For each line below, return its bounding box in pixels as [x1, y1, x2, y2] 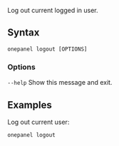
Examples [7, 99, 52, 111]
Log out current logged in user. [7, 6, 98, 14]
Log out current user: [7, 118, 70, 126]
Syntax [7, 26, 40, 38]
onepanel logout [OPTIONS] [7, 46, 88, 53]
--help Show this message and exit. [7, 78, 113, 87]
